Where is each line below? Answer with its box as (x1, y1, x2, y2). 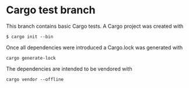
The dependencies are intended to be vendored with (6, 65, 132, 72)
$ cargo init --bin (6, 34, 54, 39)
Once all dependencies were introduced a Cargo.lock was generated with (6, 44, 183, 51)
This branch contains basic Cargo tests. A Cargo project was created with (6, 23, 184, 30)
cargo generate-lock (6, 55, 57, 61)
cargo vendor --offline (6, 76, 64, 82)
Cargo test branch (6, 3, 96, 17)
